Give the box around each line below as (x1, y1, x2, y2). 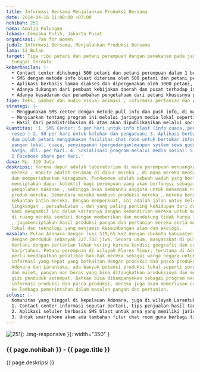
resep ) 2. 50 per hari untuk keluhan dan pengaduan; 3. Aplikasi (11, 131, 180, 137)
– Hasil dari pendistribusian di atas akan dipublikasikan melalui (11, 120, 183, 126)
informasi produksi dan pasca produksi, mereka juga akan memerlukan (11, 281, 187, 287)
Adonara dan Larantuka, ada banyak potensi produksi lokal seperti (11, 264, 183, 270)
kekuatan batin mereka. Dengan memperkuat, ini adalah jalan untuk (11, 198, 183, 204)
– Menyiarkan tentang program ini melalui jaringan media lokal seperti (11, 114, 196, 120)
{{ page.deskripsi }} (6, 359, 55, 366)
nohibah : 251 (6, 20, 39, 26)
